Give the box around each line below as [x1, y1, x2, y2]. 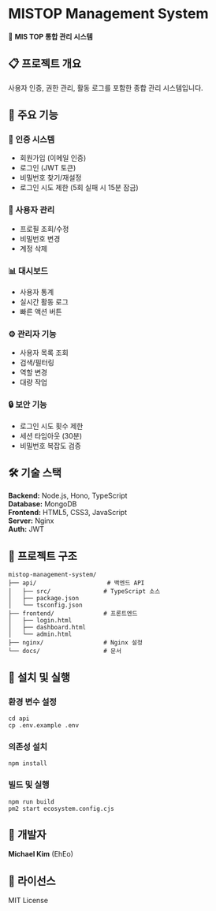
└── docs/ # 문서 [8, 648, 122, 655]
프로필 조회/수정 [19, 224, 69, 233]
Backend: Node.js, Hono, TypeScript [8, 491, 128, 501]
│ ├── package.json [8, 595, 80, 603]
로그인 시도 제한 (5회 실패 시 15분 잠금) [19, 183, 140, 192]
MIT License [8, 896, 49, 905]
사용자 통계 [19, 287, 54, 297]
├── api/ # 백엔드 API [8, 579, 145, 588]
